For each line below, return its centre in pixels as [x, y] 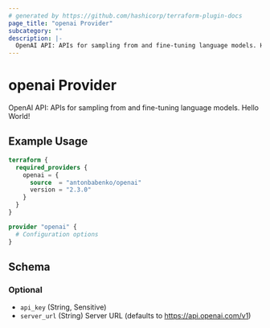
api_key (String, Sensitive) [63, 307]
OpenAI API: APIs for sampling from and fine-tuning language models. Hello [134, 108]
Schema [29, 266]
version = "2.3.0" [60, 190]
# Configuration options [57, 234]
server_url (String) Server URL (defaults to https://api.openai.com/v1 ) [135, 316]
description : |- [35, 38]
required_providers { [52, 167]
